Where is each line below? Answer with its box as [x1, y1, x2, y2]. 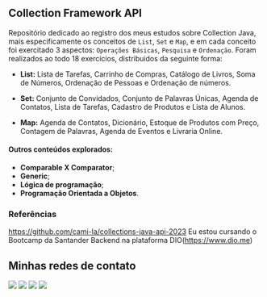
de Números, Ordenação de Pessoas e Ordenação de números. [19, 77, 232, 87]
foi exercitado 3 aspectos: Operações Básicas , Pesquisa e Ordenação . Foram [8, 44, 257, 55]
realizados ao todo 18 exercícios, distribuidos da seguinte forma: [8, 53, 223, 63]
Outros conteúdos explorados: [8, 144, 113, 154]
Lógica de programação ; [19, 180, 104, 190]
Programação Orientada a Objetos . [19, 189, 140, 199]
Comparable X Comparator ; [19, 163, 115, 173]
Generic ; [19, 171, 50, 181]
